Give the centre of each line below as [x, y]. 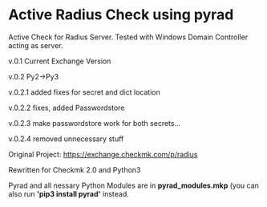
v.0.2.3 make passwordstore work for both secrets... [95, 123]
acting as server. [36, 45]
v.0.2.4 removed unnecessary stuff [66, 139]
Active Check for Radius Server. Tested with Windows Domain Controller [128, 37]
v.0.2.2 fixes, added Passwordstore [67, 108]
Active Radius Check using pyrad [121, 15]
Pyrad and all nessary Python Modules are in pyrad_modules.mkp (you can [133, 185]
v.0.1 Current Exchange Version [60, 61]
